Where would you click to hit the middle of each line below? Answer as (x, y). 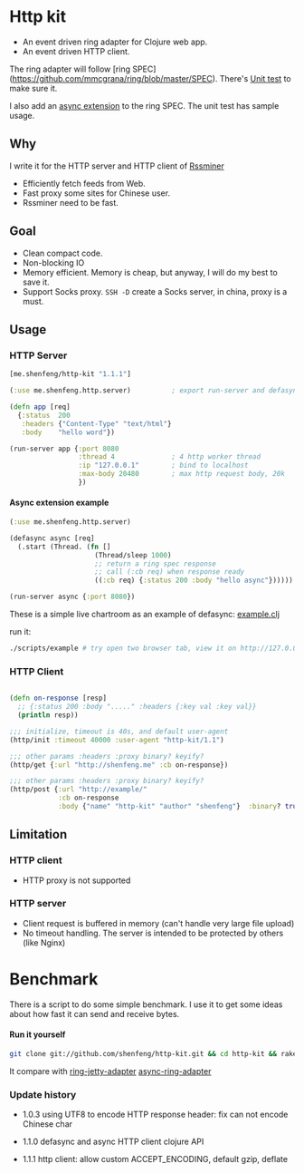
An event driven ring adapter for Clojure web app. (115, 42)
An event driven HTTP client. (76, 51)
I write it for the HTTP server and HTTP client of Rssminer (117, 166)
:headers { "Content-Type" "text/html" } (96, 423)
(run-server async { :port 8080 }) (72, 597)
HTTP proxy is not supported (76, 880)
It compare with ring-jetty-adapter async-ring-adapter (110, 1071)
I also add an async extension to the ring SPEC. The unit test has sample (144, 105)
